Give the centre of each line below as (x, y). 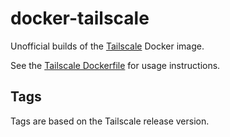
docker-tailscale (80, 18)
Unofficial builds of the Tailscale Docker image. (107, 46)
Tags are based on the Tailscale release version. (110, 121)
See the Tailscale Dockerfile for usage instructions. (115, 65)
